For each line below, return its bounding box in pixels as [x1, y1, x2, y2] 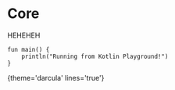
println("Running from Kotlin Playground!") [21, 52, 169, 60]
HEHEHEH [7, 31, 41, 40]
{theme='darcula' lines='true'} [7, 73, 105, 82]
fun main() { [7, 45, 50, 53]
